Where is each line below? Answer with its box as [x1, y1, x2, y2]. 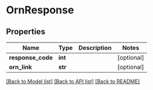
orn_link [9, 63, 32, 71]
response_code [9, 53, 53, 62]
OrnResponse [6, 3, 74, 17]
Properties [6, 27, 46, 37]
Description [78, 44, 112, 52]
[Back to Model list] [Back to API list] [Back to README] [6, 78, 140, 85]
